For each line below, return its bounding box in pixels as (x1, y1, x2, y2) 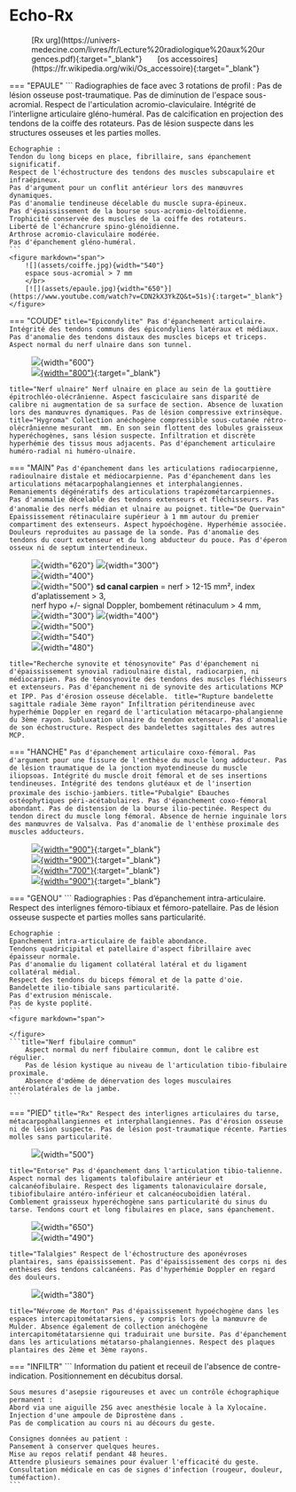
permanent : (9, 1395, 53, 1404)
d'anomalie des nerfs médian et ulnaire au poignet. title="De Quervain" (9, 504, 285, 513)
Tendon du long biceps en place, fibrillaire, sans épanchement (9, 152, 252, 161)
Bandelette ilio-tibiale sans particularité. (9, 983, 180, 992)
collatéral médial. (9, 967, 82, 976)
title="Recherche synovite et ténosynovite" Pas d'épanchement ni (9, 659, 260, 668)
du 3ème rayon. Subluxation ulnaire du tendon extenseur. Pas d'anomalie (9, 715, 288, 724)
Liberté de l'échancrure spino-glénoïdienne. (9, 222, 180, 231)
